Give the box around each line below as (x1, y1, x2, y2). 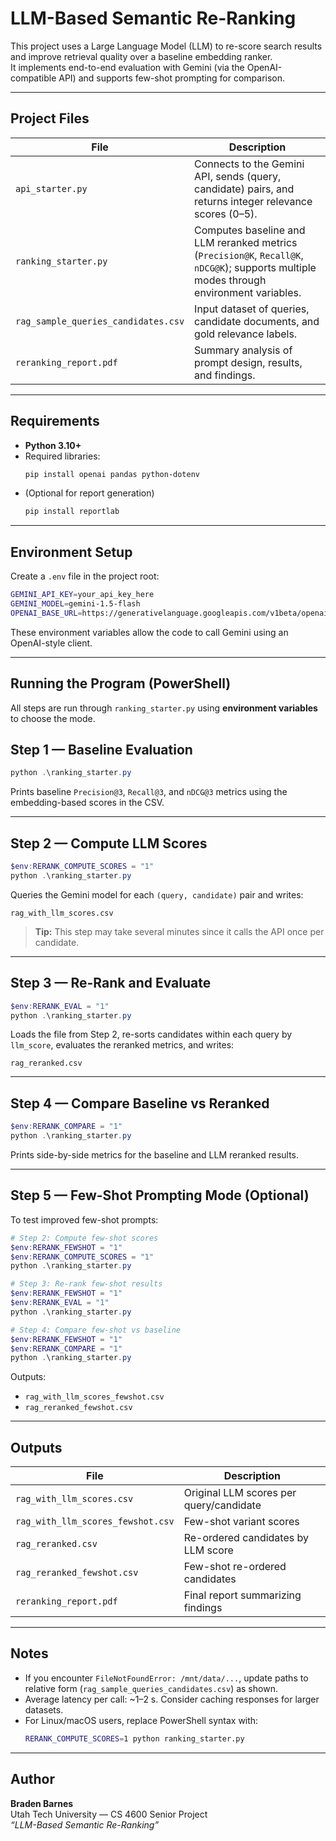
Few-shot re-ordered (183, 1560, 287, 1574)
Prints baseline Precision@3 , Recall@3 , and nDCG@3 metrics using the (10, 786, 288, 798)
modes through (194, 273, 267, 287)
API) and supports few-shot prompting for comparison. (58, 72, 286, 84)
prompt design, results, (194, 355, 303, 369)
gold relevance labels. (194, 327, 298, 341)
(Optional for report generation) (24, 487, 155, 499)
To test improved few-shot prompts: (10, 1213, 159, 1226)
